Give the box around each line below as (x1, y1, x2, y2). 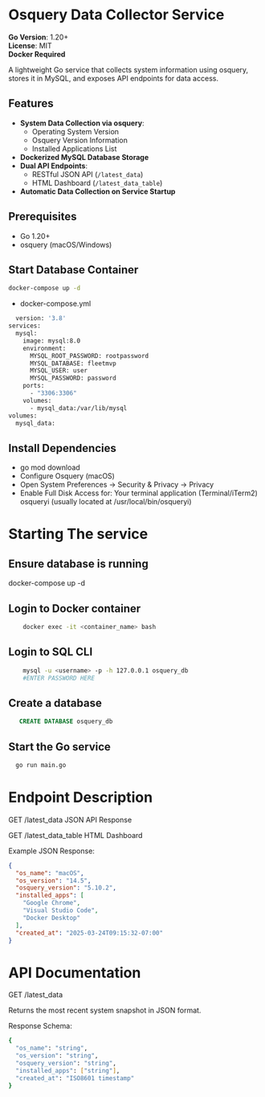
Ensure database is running (8, 557, 149, 570)
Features (8, 97, 54, 110)
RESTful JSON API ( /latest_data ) (31, 169, 144, 179)
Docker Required (8, 49, 66, 59)
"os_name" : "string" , (15, 1044, 88, 1053)
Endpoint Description (8, 788, 153, 806)
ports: (22, 382, 45, 390)
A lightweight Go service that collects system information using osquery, (8, 64, 249, 74)
